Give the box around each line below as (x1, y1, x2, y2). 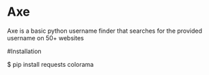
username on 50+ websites (7, 33, 84, 42)
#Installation (7, 47, 42, 55)
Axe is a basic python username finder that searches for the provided (7, 27, 203, 35)
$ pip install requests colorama (7, 60, 94, 68)
